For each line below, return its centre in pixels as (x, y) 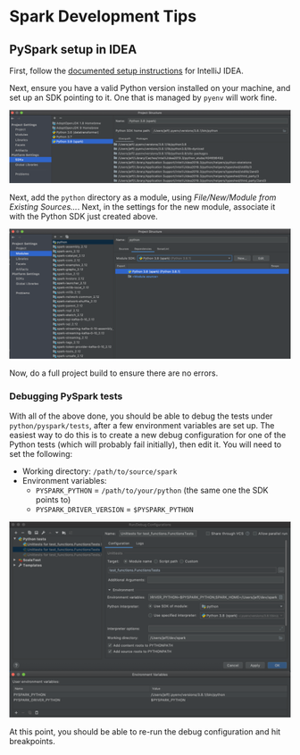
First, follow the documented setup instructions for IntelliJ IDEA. (126, 71)
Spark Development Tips (103, 17)
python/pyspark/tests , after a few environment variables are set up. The (142, 425)
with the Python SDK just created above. (83, 217)
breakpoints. (32, 741)
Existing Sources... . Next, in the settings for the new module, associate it (142, 207)
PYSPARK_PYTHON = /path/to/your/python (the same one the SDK (152, 490)
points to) (53, 499)
